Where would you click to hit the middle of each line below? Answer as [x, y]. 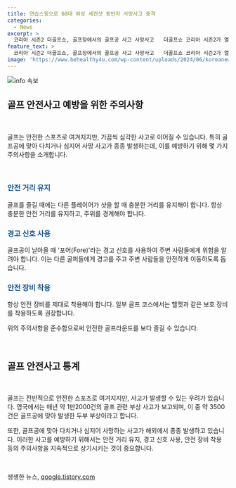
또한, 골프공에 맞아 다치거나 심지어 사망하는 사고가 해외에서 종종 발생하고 [106, 431]
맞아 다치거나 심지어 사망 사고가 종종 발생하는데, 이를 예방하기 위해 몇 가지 [127, 146]
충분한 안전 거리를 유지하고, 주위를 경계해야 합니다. [77, 213]
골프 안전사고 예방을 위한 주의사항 [76, 105]
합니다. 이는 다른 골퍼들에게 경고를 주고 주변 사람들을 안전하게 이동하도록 [119, 259]
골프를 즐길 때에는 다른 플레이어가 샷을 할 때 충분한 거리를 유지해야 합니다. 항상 [115, 204]
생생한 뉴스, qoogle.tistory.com [51, 477]
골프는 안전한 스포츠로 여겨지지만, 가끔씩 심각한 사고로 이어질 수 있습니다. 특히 [114, 137]
